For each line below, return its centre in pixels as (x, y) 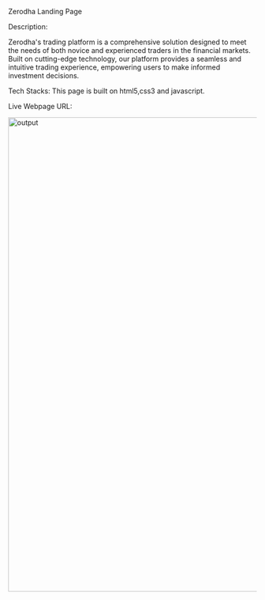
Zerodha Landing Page (45, 11)
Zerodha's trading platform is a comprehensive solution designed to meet (127, 42)
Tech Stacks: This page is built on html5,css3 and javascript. (106, 91)
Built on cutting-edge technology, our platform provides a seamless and (125, 59)
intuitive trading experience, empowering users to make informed (114, 67)
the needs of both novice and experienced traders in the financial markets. (129, 50)
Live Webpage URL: (40, 106)
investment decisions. (44, 75)
